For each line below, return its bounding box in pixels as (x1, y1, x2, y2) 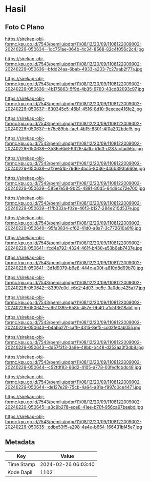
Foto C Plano (5, 23, 44, 31)
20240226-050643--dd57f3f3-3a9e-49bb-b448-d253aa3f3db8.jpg (5, 344, 144, 350)
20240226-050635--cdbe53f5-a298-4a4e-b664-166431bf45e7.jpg (5, 424, 143, 430)
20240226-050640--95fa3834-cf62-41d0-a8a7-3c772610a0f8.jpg (5, 225, 142, 231)
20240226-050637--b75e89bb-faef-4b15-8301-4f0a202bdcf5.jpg (5, 126, 140, 132)
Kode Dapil (7, 469, 33, 476)
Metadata (5, 438, 35, 446)
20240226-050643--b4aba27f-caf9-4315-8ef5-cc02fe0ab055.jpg (5, 324, 141, 330)
